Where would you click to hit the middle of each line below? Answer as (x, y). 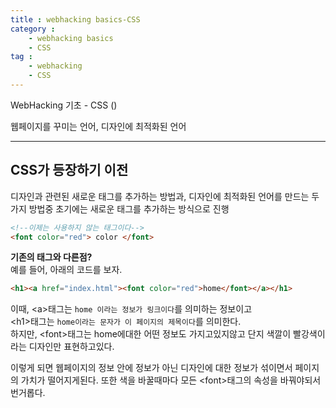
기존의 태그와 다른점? (51, 257)
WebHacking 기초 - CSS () (64, 105)
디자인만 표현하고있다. (71, 347)
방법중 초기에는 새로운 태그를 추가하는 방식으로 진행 (129, 208)
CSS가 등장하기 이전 (69, 170)
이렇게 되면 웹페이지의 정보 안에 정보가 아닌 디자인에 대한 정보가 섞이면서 (151, 368)
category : (33, 29)
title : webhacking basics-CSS (75, 19)
